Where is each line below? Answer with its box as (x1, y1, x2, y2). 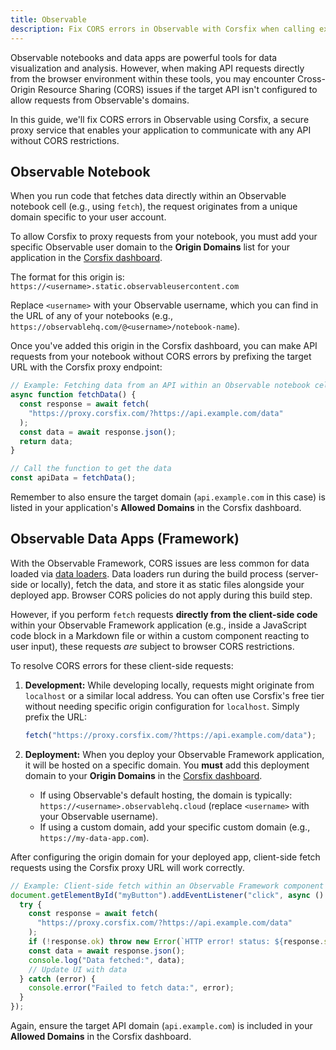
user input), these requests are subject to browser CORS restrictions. (10, 640, 295, 652)
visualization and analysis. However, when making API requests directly (10, 62, 305, 74)
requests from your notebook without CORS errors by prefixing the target (10, 351, 312, 363)
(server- (284, 567, 319, 580)
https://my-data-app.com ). (39, 831, 150, 843)
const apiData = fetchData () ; (10, 473, 137, 483)
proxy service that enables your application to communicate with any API (10, 124, 312, 136)
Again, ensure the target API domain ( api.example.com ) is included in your (10, 1020, 313, 1031)
